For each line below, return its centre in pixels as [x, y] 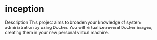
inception [25, 9]
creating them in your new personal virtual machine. [57, 32]
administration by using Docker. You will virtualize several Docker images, [79, 27]
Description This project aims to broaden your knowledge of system [73, 22]
